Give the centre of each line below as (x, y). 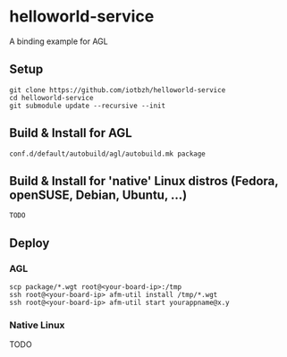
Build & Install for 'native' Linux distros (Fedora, (144, 181)
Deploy (30, 243)
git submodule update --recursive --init (88, 106)
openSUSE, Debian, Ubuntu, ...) (98, 195)
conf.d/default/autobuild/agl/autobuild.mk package (107, 154)
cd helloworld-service (51, 98)
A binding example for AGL (59, 41)
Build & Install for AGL (71, 133)
